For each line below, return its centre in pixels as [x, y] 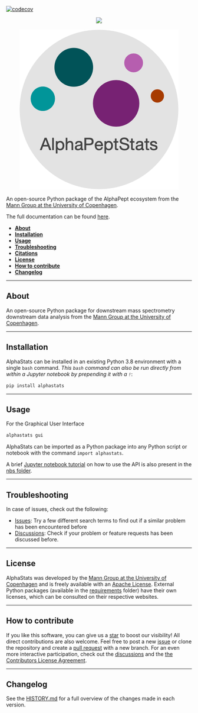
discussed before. [37, 539]
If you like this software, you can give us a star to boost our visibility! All [93, 635]
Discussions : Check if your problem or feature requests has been [94, 533]
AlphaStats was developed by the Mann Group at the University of [86, 578]
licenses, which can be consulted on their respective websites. [82, 596]
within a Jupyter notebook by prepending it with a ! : [70, 374]
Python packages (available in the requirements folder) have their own [91, 590]
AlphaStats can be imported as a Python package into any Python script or [97, 447]
